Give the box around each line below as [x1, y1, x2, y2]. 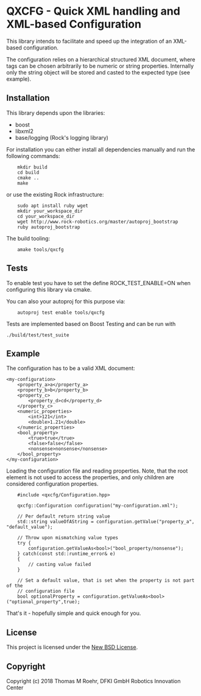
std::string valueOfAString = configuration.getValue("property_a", [17, 519, 195, 525]
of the [6, 583, 23, 589]
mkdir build [17, 164, 48, 170]
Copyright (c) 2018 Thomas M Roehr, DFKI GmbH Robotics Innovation [6, 678, 181, 684]
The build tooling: [6, 234, 51, 242]
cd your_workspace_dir [17, 213, 75, 219]
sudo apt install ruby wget [17, 203, 88, 209]
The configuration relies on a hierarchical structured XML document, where [6, 56, 196, 63]
